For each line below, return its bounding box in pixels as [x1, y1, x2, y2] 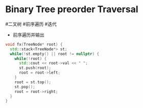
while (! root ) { [14, 56, 47, 61]
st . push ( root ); [18, 65, 52, 70]
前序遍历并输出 [12, 31, 44, 38]
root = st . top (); [14, 80, 52, 85]
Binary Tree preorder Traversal [5, 4, 139, 15]
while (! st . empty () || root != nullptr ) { [10, 51, 100, 56]
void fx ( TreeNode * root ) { [5, 42, 63, 47]
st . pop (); [14, 84, 36, 89]
